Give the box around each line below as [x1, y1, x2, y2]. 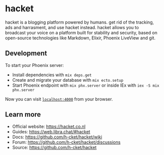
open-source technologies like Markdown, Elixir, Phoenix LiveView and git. [5, 35, 156, 41]
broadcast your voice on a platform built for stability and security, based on [5, 30, 158, 35]
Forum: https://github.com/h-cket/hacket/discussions [12, 139, 121, 145]
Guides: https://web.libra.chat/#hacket [12, 128, 90, 134]
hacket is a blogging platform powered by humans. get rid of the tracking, [5, 19, 154, 25]
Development [5, 49, 48, 58]
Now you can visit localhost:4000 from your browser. [5, 96, 113, 102]
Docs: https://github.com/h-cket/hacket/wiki [12, 134, 102, 140]
